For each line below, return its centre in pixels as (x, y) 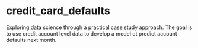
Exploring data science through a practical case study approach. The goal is (99, 27)
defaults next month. (31, 40)
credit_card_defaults (58, 11)
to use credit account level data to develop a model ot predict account (92, 33)
